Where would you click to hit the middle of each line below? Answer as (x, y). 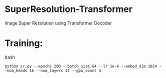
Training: (24, 43)
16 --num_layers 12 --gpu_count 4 (65, 70)
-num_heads (16, 70)
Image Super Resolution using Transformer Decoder (58, 23)
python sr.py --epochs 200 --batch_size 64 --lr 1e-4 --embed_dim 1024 (81, 66)
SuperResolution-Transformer (69, 9)
